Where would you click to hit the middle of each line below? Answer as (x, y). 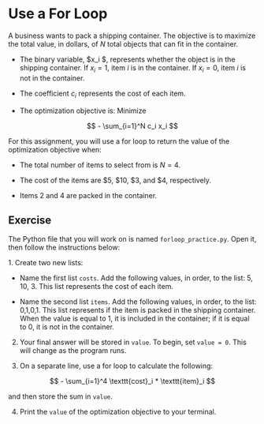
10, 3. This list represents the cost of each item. (96, 287)
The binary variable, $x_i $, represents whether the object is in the (127, 59)
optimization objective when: (55, 149)
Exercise (30, 220)
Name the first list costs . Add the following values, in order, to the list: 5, (136, 278)
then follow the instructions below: (64, 248)
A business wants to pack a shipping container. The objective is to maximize (132, 36)
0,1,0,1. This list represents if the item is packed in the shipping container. (138, 310)
